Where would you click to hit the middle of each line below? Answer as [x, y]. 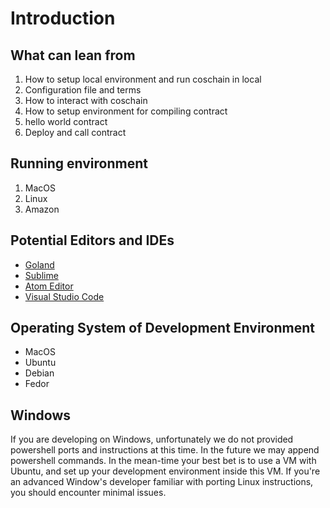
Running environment [79, 163]
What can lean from [73, 55]
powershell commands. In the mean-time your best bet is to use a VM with [163, 461]
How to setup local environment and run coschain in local [143, 79]
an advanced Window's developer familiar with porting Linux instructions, [162, 482]
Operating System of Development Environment [162, 328]
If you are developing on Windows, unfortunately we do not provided [152, 439]
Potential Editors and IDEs [92, 240]
